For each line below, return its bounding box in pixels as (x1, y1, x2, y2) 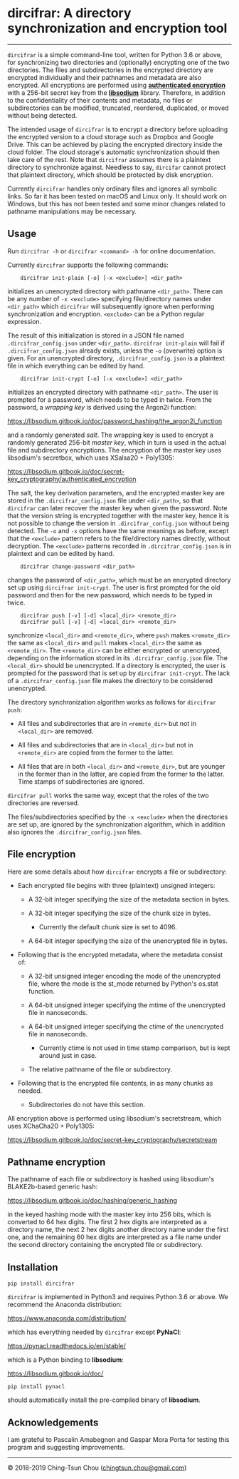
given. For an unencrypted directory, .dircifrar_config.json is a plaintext (7, 353, 225, 362)
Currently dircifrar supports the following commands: (7, 261, 169, 269)
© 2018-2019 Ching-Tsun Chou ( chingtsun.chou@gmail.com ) (7, 1463, 187, 1472)
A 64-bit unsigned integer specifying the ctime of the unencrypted (28, 1022, 224, 1031)
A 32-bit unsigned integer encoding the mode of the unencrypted (28, 971, 221, 980)
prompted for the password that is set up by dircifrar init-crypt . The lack (7, 669, 230, 677)
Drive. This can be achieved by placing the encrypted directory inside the (7, 140, 223, 148)
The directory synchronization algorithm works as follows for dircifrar (7, 697, 216, 706)
